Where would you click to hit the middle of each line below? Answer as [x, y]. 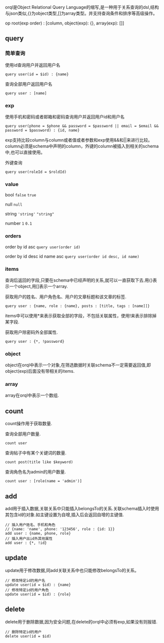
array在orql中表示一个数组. [32, 395]
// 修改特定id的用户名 [25, 580]
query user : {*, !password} [35, 341]
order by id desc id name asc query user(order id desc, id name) [72, 256]
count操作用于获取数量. [29, 424]
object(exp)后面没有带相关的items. [40, 371]
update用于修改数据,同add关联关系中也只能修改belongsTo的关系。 [72, 570]
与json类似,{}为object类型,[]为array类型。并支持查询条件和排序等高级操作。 [81, 13]
